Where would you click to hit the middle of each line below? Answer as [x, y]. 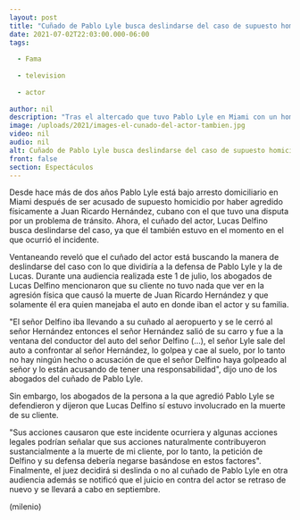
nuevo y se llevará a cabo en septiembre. [85, 490]
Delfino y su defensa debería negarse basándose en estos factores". [135, 461]
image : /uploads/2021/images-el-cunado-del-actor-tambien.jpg [127, 126]
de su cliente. [34, 415]
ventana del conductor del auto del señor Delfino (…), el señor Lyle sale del [147, 341]
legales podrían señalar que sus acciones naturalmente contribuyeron [137, 442]
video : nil [29, 134]
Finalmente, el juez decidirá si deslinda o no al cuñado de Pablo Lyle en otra [149, 471]
